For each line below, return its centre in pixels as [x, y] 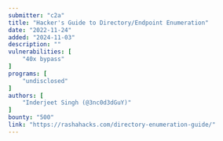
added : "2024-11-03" [42, 37]
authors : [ [26, 96]
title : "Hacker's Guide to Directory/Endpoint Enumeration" [109, 23]
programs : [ [27, 74]
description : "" [35, 45]
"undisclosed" [45, 81]
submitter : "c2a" [37, 15]
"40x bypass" [44, 60]
